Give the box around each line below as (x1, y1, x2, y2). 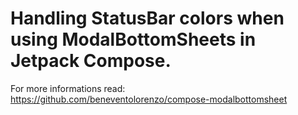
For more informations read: (10, 82, 126, 94)
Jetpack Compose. (10, 50, 172, 72)
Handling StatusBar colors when (10, 7, 285, 30)
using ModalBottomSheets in (10, 28, 257, 51)
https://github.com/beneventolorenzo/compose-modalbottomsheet (10, 93, 288, 105)
